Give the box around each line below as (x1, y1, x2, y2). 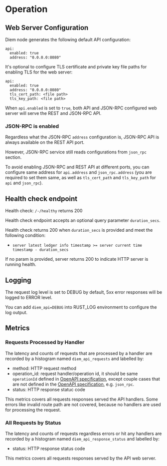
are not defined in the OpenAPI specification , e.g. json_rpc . (12, 381, 135, 387)
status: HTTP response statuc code (12, 386, 86, 393)
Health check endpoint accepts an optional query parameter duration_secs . (5, 217, 161, 223)
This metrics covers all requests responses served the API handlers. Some (5, 396, 158, 402)
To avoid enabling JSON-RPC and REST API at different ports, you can (5, 164, 150, 170)
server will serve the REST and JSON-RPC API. (5, 110, 102, 116)
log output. (5, 309, 28, 315)
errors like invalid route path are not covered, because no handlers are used (5, 401, 161, 408)
